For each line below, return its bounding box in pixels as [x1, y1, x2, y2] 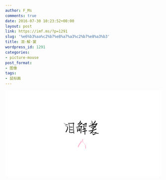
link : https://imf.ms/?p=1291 [5, 29, 68, 34]
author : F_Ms [5, 8, 32, 13]
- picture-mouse [5, 55, 39, 60]
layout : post [5, 24, 32, 29]
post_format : [5, 60, 32, 65]
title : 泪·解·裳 [5, 40, 37, 45]
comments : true [5, 13, 37, 18]
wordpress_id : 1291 [5, 45, 46, 50]
